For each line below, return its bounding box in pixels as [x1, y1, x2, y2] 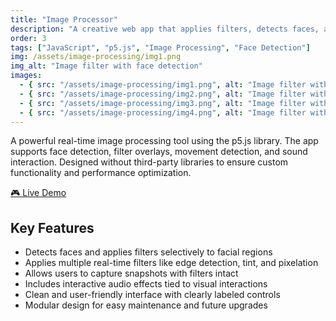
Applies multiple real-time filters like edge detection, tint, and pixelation [24, 257, 319, 269]
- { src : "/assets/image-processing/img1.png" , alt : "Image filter [19, 80, 307, 90]
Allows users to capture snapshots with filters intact [24, 267, 239, 280]
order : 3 [10, 33, 47, 43]
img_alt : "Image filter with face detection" [10, 61, 203, 71]
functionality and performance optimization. [10, 167, 192, 179]
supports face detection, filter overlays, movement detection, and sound [10, 146, 308, 158]
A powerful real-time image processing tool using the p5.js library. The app [10, 135, 319, 147]
